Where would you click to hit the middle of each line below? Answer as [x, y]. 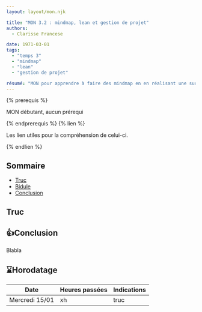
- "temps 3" [27, 56]
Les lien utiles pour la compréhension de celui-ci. [67, 135]
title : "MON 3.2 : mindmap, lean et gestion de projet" [78, 22]
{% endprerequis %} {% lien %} [46, 124]
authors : [17, 28]
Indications [130, 290]
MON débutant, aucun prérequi [45, 112]
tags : [13, 50]
